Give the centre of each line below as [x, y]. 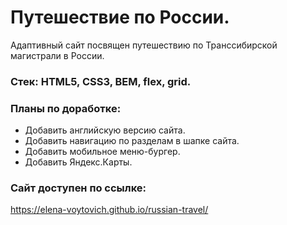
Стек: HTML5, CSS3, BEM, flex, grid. [101, 81]
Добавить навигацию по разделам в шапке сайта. [132, 141]
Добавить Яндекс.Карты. [78, 162]
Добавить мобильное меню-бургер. [102, 152]
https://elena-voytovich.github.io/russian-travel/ [109, 210]
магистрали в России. [57, 55]
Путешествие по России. [120, 17]
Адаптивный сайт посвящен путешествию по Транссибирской [144, 45]
